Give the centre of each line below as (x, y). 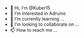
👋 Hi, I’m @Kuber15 (30, 8)
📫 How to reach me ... (34, 30)
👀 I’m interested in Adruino (38, 13)
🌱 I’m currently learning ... (37, 19)
